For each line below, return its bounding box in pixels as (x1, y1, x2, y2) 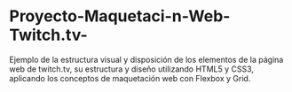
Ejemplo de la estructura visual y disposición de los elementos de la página (9, 54, 284, 65)
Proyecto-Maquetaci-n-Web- (9, 6, 231, 27)
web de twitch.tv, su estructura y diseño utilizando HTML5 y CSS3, (9, 64, 255, 74)
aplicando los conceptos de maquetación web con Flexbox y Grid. (9, 73, 251, 83)
